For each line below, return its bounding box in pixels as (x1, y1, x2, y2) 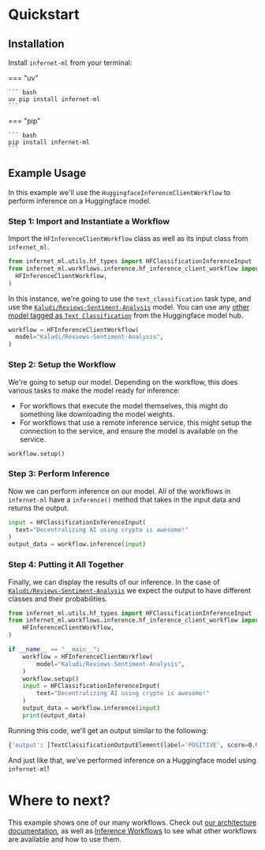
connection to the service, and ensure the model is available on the (19, 426, 238, 435)
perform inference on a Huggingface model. (8, 196, 151, 205)
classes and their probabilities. (8, 594, 108, 604)
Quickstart (8, 6, 80, 24)
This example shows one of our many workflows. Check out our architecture (8, 818, 257, 827)
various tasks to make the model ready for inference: (8, 386, 180, 395)
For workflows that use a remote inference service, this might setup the (19, 417, 252, 427)
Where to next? (8, 792, 111, 809)
